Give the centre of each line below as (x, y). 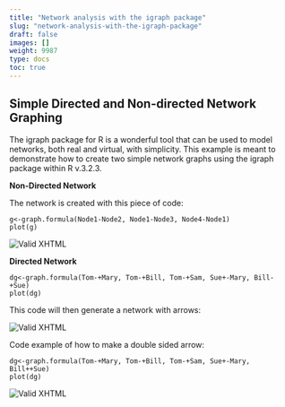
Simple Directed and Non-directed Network (133, 104)
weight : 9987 (34, 51)
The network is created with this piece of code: (96, 203)
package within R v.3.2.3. (56, 168)
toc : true (28, 68)
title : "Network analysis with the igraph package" (108, 17)
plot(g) (24, 227)
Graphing (36, 118)
